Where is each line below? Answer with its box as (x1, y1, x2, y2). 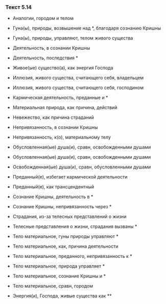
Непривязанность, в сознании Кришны (12, 124, 98, 131)
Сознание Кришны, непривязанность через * (12, 204, 112, 210)
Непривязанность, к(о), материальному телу (12, 134, 111, 140)
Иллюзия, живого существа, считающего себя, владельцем (12, 75, 144, 81)
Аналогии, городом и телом (12, 15, 74, 21)
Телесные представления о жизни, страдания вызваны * (12, 224, 137, 230)
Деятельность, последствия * (12, 55, 78, 61)
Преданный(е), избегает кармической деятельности (12, 174, 128, 180)
